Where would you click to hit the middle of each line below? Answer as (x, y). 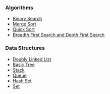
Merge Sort (24, 24)
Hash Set (22, 81)
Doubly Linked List (32, 59)
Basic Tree (24, 65)
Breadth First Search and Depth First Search (59, 35)
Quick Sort (24, 29)
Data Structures (25, 48)
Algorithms (19, 8)
